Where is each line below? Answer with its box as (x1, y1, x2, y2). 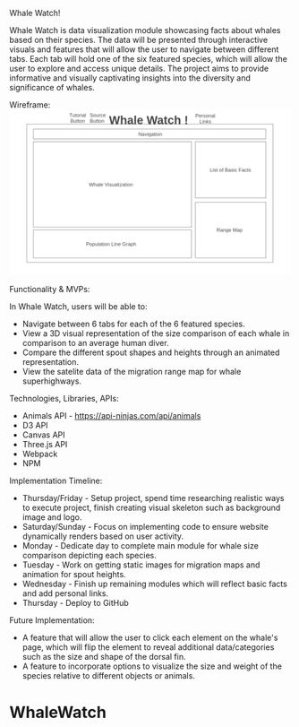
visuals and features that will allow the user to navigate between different (9, 44, 279, 55)
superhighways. (21, 376, 82, 386)
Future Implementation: (9, 615, 96, 626)
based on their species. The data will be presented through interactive (9, 35, 269, 45)
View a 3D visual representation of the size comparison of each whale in (21, 328, 290, 339)
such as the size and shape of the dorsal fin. (21, 652, 186, 662)
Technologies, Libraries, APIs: (9, 394, 119, 404)
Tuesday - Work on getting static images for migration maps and (21, 559, 261, 570)
